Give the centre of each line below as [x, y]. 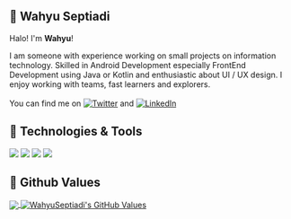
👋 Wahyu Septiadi [60, 17]
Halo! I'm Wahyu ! [41, 38]
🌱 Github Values [55, 183]
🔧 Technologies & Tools [76, 131]
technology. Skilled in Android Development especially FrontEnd [128, 65]
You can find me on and [72, 103]
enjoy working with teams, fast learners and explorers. [110, 84]
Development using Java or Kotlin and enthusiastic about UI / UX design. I [146, 74]
